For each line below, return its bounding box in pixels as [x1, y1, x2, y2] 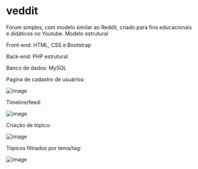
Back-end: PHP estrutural [6, 53, 68, 60]
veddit [6, 4, 38, 18]
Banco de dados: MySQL [6, 64, 67, 71]
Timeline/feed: [6, 99, 41, 106]
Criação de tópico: [6, 121, 51, 128]
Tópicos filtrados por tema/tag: [6, 144, 82, 151]
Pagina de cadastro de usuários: [6, 76, 85, 83]
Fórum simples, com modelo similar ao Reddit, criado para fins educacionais [6, 24, 192, 31]
